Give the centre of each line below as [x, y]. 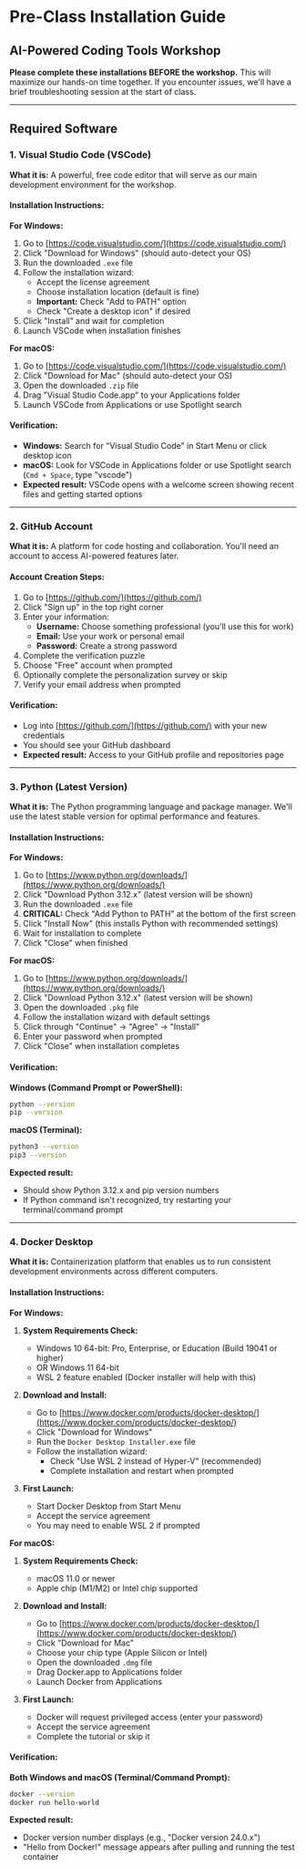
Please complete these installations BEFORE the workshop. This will [140, 72]
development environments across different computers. [114, 1272]
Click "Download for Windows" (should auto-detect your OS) [137, 253]
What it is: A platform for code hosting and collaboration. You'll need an [144, 546]
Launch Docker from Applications [99, 1681]
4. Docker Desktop [51, 1241]
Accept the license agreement [93, 282]
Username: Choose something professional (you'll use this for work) [165, 626]
